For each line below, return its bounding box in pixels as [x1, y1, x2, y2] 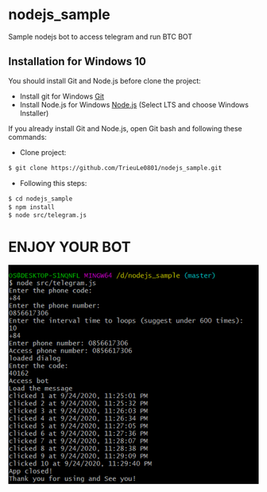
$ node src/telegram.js [8, 211, 87, 219]
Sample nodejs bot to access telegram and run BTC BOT [8, 32, 193, 41]
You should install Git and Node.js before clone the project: [8, 76, 201, 85]
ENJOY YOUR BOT [8, 238, 131, 256]
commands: [8, 132, 48, 141]
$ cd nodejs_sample [8, 195, 73, 203]
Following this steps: [19, 178, 87, 188]
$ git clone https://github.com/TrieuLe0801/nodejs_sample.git [8, 164, 222, 172]
